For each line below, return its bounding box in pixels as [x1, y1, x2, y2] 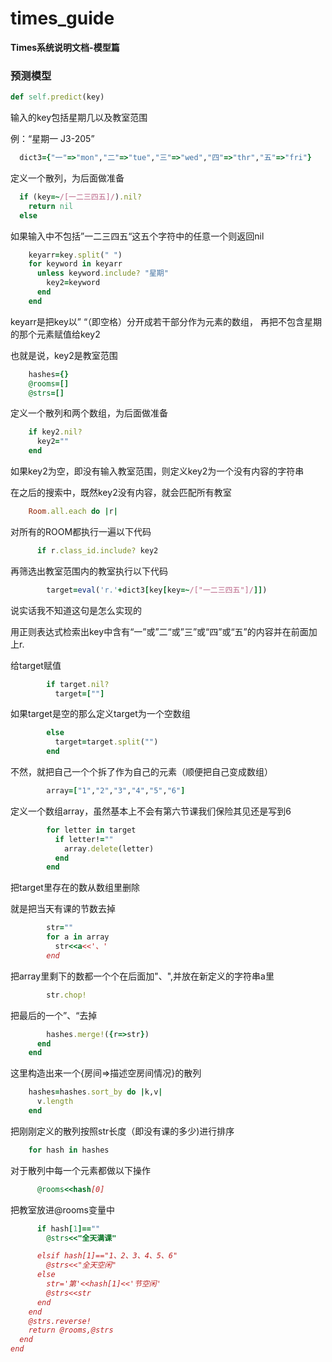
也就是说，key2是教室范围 [10, 349, 118, 361]
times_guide [10, 7, 115, 30]
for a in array [46, 932, 110, 942]
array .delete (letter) [63, 843, 155, 854]
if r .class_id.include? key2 [36, 545, 159, 556]
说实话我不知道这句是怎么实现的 [10, 604, 142, 616]
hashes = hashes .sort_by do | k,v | [28, 1087, 163, 1097]
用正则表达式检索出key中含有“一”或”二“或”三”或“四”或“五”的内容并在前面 [10, 625, 309, 637]
